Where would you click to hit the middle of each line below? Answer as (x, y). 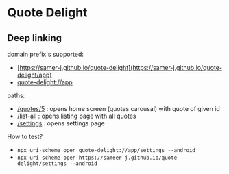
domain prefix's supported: (46, 54)
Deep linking (35, 38)
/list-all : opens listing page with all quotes (76, 116)
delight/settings (42, 164)
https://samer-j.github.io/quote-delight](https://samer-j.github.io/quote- (121, 67)
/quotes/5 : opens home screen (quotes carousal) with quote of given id (119, 109)
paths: (16, 95)
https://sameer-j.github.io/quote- (129, 158)
